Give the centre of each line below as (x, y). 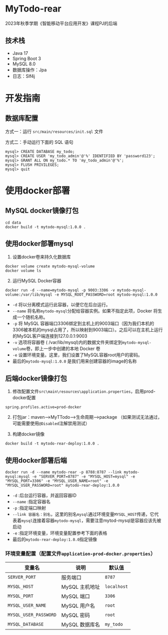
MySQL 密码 (75, 615)
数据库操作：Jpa (29, 70)
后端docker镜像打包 (36, 378)
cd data (13, 222)
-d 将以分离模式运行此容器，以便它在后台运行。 (61, 304)
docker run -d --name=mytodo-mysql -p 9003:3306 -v (60, 290)
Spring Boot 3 (27, 58)
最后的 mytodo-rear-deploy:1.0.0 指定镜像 (55, 539)
